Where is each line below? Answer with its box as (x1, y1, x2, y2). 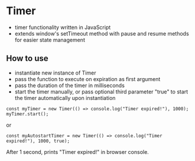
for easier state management (14, 36, 86, 43)
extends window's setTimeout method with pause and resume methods (14, 30, 189, 37)
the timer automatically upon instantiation (14, 94, 116, 101)
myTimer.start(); (6, 111, 49, 117)
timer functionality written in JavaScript (14, 24, 111, 31)
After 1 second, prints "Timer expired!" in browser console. (6, 148, 149, 155)
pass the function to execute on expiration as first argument (14, 75, 161, 82)
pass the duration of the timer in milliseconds (14, 82, 125, 89)
